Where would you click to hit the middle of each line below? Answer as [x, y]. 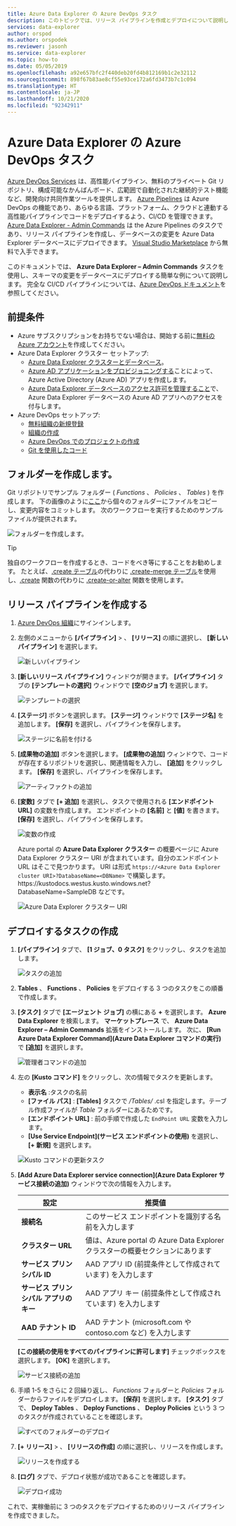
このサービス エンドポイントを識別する [150, 1217]
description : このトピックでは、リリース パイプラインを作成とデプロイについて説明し [118, 20]
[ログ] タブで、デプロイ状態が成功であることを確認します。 [103, 1477]
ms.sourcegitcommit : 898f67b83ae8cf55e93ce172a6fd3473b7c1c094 [102, 79]
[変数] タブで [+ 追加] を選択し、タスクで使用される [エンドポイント [116, 802]
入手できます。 [41, 252]
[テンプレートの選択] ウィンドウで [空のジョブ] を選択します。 [122, 686]
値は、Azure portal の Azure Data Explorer [155, 1241]
